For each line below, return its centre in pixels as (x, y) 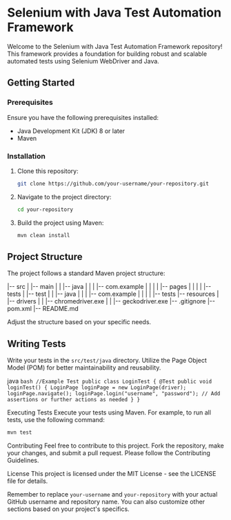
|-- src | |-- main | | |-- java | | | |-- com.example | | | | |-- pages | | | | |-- (109, 287)
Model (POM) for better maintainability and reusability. (84, 368)
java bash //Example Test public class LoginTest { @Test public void (110, 381)
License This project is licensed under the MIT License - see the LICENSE (112, 474)
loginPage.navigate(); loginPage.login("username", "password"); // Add (114, 394)
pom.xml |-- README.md (43, 309)
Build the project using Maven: (60, 223)
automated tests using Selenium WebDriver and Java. (83, 61)
